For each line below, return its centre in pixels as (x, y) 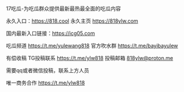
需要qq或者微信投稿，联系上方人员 (48, 70)
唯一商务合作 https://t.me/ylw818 (46, 83)
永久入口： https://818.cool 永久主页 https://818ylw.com (72, 21)
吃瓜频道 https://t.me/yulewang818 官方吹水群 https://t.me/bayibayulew (92, 46)
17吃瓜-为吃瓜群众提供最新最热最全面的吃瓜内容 (64, 8)
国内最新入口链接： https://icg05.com (51, 33)
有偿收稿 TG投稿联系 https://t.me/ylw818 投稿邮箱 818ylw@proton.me (90, 58)
